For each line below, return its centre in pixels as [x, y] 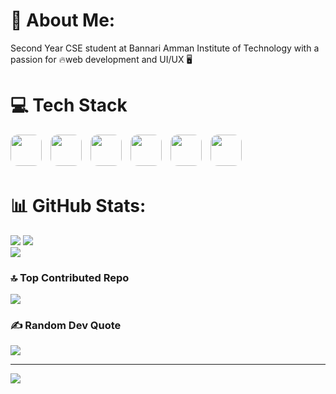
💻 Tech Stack [69, 105]
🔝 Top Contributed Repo [70, 277]
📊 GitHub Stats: [78, 206]
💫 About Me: [63, 20]
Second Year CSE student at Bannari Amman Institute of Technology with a [165, 48]
